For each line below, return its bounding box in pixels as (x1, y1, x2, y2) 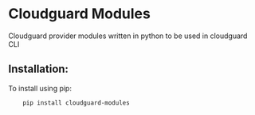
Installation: (8, 63, 69, 76)
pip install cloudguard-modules (22, 98, 130, 107)
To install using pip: (8, 83, 72, 93)
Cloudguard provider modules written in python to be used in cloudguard (8, 31, 248, 40)
